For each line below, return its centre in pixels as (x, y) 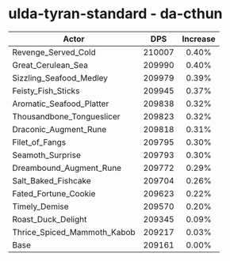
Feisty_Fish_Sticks (46, 90)
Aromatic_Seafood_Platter (61, 104)
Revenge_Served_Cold (54, 52)
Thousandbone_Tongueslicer (66, 116)
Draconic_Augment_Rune (59, 129)
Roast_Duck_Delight (50, 219)
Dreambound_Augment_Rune (67, 168)
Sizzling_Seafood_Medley (60, 78)
